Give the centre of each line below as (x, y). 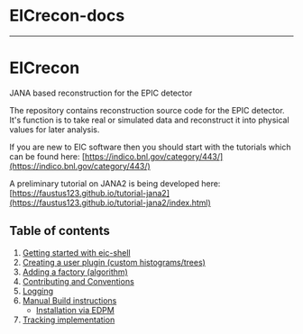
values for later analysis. (55, 129)
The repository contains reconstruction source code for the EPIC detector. (147, 110)
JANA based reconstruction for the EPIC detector (101, 93)
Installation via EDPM (75, 310)
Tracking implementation (69, 320)
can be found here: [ (47, 156)
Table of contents (60, 231)
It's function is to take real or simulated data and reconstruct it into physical (150, 120)
